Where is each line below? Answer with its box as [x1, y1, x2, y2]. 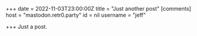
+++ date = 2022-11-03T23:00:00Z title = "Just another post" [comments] [5, 5, 192, 12]
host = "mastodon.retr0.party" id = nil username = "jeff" [5, 11, 147, 19]
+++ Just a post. [5, 23, 47, 30]
